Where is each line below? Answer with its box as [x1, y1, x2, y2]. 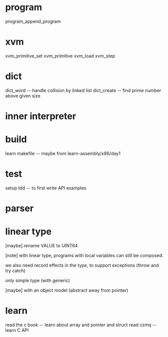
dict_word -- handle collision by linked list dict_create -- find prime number [5, 87, 161, 93]
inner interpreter [5, 110, 76, 122]
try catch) [5, 268, 26, 274]
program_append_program [5, 18, 61, 24]
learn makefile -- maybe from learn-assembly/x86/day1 [5, 150, 120, 156]
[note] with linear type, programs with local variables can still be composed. [5, 252, 163, 258]
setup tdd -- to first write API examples [5, 184, 87, 191]
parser [5, 203, 34, 214]
